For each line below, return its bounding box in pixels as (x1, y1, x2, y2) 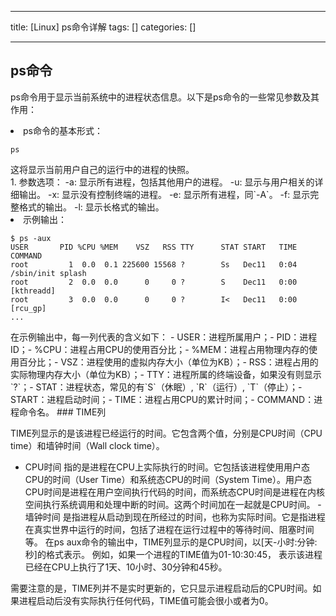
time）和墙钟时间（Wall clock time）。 (10, 439, 165, 451)
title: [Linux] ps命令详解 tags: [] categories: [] (10, 21, 197, 33)
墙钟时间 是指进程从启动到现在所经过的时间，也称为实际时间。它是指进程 (24, 511, 326, 523)
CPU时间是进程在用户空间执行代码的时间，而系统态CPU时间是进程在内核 (24, 486, 325, 498)
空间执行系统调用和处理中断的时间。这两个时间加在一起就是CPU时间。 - (24, 498, 322, 510)
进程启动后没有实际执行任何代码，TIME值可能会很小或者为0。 (18, 594, 274, 606)
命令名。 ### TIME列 (18, 406, 107, 418)
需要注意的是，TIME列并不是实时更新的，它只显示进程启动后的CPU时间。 (10, 582, 313, 594)
